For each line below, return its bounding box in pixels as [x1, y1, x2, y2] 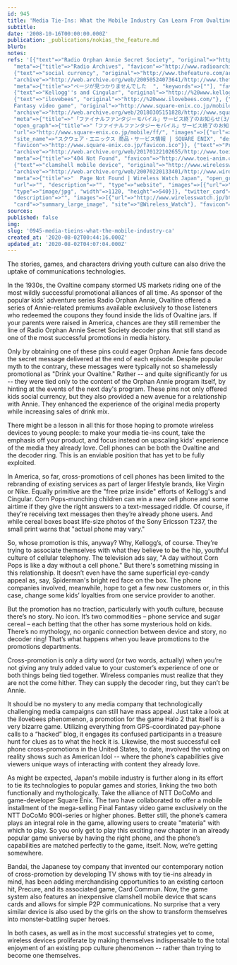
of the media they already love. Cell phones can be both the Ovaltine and [7, 443, 220, 452]
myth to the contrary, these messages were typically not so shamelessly [7, 362, 217, 371]
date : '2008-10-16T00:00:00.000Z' [7, 30, 109, 37]
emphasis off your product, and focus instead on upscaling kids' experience [7, 436, 229, 445]
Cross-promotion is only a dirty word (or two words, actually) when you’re [7, 656, 222, 665]
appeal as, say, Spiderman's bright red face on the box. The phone [7, 576, 202, 585]
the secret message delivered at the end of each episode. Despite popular [7, 355, 224, 363]
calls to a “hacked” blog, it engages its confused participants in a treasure [7, 730, 222, 739]
